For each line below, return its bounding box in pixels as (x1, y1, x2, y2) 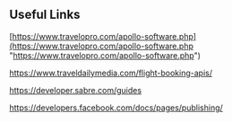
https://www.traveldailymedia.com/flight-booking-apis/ (9, 67, 213, 78)
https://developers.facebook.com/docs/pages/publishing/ (9, 102, 224, 113)
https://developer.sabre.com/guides (9, 84, 142, 95)
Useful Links (9, 7, 81, 22)
